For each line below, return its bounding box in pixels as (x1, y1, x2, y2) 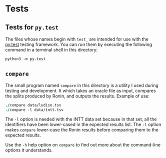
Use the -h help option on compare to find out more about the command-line (5, 142, 161, 148)
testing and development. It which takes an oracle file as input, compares (5, 87, 156, 93)
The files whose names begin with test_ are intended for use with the (5, 36, 149, 42)
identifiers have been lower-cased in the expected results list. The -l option (5, 121, 161, 127)
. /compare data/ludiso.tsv (5, 102, 61, 107)
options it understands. (5, 147, 53, 153)
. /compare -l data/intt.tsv (5, 107, 64, 112)
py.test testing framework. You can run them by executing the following (5, 41, 152, 47)
